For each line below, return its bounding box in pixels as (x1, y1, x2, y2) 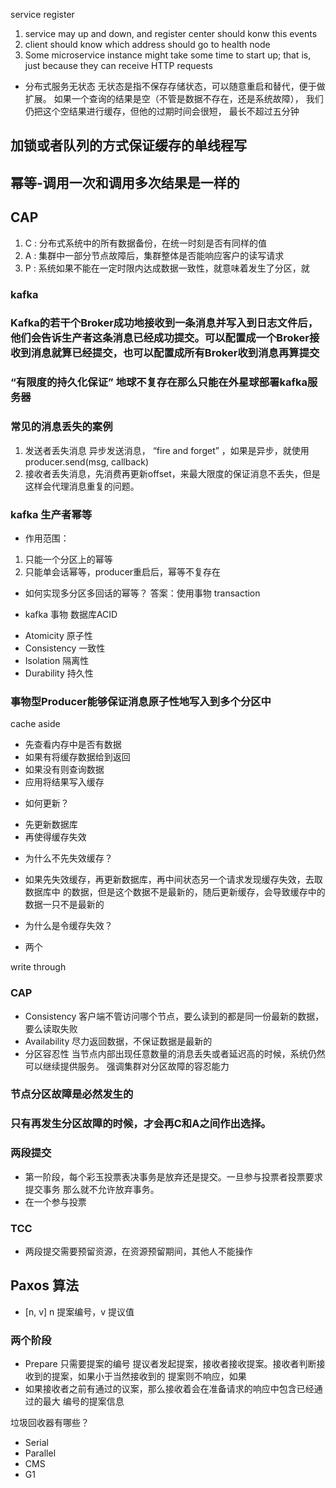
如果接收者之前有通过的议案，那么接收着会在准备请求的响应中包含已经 (24, 1383, 315, 1395)
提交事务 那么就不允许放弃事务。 (24, 1183, 160, 1195)
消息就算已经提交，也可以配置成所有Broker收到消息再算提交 (30, 346, 320, 360)
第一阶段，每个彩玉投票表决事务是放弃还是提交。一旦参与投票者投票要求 (24, 1170, 323, 1183)
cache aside (10, 718, 61, 730)
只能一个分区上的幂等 (24, 553, 113, 565)
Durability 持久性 (24, 667, 94, 679)
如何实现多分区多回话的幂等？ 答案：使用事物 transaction (24, 587, 261, 599)
